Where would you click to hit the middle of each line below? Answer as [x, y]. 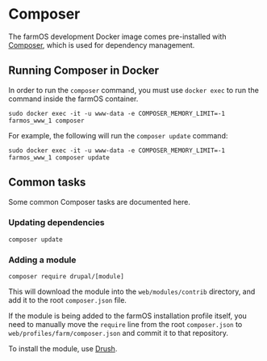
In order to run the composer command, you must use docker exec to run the [134, 90]
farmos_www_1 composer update [59, 157]
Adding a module [42, 260]
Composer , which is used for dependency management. [102, 45]
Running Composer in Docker [84, 71]
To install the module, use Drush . [63, 349]
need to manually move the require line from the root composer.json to [125, 325]
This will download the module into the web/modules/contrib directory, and [132, 291]
